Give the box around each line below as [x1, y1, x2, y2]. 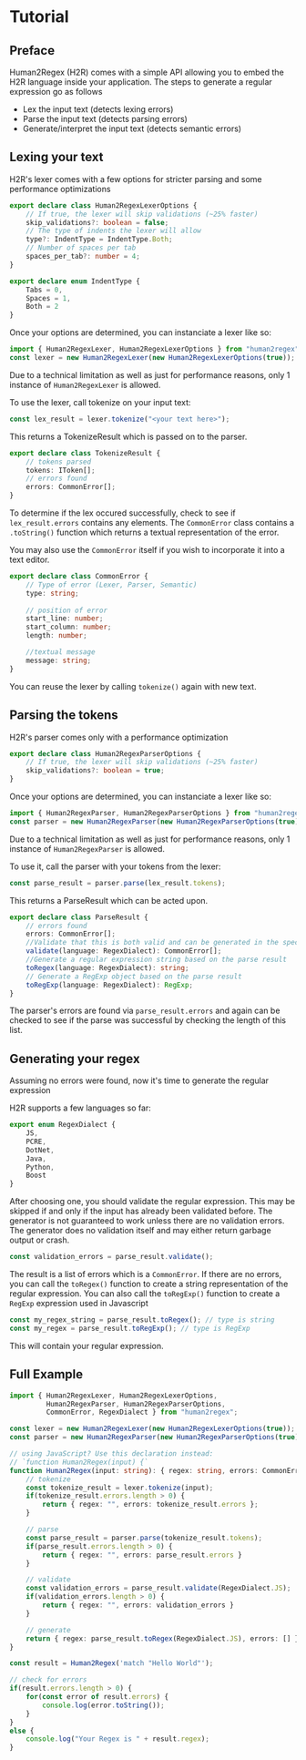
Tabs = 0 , [25, 285, 64, 294]
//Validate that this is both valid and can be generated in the [25, 938, 280, 947]
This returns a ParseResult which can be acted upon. [9, 895, 209, 906]
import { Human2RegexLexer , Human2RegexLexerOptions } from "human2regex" [9, 344, 300, 354]
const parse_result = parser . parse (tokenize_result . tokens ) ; [25, 1533, 262, 1542]
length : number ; [25, 631, 88, 640]
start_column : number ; [25, 622, 112, 632]
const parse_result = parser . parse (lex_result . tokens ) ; [9, 878, 226, 887]
